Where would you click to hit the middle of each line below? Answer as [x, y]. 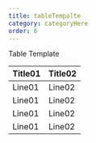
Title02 [62, 74]
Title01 [27, 74]
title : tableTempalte [45, 16]
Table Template [34, 54]
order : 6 [23, 31]
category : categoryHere [48, 23]
